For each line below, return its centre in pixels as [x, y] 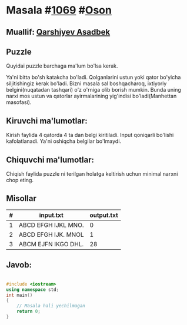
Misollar [21, 198]
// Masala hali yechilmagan [51, 306]
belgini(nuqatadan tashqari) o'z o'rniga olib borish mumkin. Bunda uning [93, 90]
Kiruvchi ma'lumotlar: [47, 121]
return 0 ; [29, 311]
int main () [19, 295]
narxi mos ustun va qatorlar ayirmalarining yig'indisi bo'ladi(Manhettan [91, 96]
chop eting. [20, 180]
